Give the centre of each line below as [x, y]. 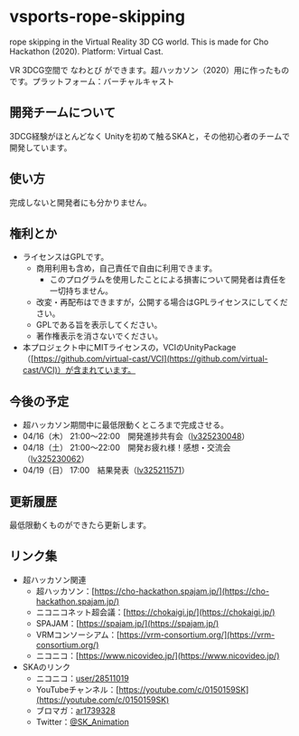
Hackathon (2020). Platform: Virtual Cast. [87, 51]
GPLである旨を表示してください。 [99, 325]
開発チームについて [62, 113]
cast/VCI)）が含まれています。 [79, 370]
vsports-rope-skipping [97, 17]
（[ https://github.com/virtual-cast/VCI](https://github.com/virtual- [145, 358]
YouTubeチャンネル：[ [77, 689]
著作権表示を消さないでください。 [99, 336]
